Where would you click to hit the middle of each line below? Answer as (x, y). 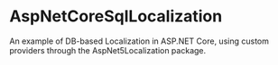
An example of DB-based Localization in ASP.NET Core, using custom (139, 41)
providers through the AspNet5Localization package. (108, 50)
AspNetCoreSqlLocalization (116, 16)
